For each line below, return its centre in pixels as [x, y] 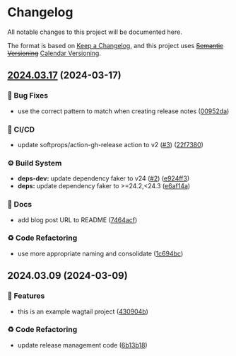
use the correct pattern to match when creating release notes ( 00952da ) [123, 111]
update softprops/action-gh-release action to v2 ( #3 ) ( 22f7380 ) [110, 144]
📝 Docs [20, 205]
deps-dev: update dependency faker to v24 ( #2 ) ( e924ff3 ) [104, 178]
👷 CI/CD [21, 130]
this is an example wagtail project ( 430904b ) [83, 311]
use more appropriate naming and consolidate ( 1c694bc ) [100, 253]
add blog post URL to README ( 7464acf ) [77, 219]
